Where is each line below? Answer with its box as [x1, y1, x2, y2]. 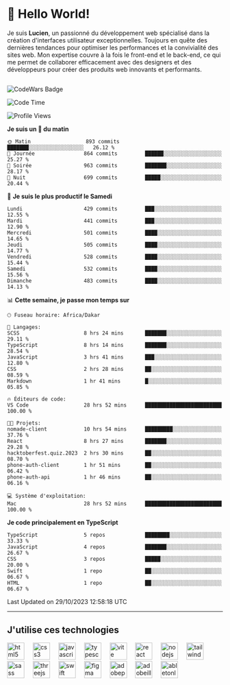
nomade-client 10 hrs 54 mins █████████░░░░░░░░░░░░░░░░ [7, 426, 222, 433]
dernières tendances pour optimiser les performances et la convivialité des [7, 43, 219, 51]
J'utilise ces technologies [7, 624, 120, 636]
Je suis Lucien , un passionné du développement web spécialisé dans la [7, 29, 210, 37]
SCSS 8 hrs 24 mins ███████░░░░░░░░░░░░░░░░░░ [7, 330, 222, 337]
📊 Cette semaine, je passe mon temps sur [7, 296, 130, 304]
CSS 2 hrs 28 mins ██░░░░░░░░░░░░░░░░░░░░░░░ [7, 366, 222, 373]
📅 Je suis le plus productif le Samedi [7, 192, 113, 201]
